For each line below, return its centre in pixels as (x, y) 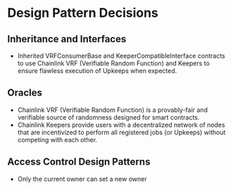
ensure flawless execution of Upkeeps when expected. (97, 71)
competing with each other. (57, 139)
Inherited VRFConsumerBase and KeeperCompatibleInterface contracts (121, 56)
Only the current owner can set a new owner (82, 179)
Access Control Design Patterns (79, 162)
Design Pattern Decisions (83, 13)
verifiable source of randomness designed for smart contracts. (108, 117)
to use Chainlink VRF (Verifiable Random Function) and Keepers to (113, 63)
